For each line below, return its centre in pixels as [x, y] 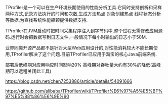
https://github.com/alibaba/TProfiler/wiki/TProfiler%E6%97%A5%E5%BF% [84, 91]
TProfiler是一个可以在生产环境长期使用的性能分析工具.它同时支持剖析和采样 [83, 7]
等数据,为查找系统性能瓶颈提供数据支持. [47, 20]
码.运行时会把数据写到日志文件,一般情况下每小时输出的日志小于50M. [76, 37]
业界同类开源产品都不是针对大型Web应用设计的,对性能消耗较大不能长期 [79, 48]
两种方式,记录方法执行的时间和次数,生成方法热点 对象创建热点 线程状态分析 [83, 14]
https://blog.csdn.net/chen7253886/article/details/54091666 [69, 81]
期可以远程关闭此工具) [28, 71]
